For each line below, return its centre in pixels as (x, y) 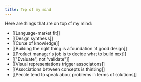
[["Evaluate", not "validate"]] (41, 59)
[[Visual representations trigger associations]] (59, 64)
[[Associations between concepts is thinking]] (59, 69)
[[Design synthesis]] (33, 38)
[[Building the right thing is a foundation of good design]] (70, 48)
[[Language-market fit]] (36, 33)
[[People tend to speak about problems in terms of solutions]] (74, 74)
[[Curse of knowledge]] (36, 43)
